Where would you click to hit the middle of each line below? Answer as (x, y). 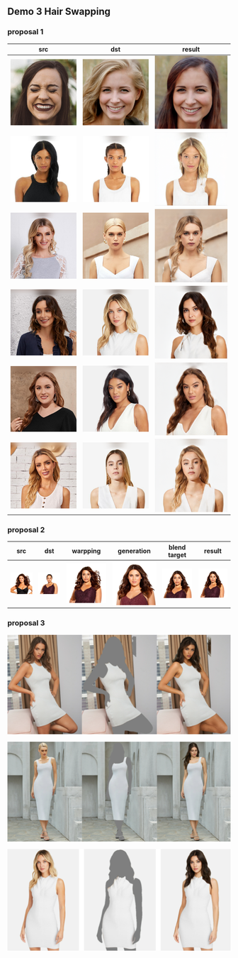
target (177, 555)
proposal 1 (25, 32)
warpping (86, 551)
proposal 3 (26, 623)
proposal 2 (26, 530)
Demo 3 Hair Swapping (59, 12)
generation (134, 551)
